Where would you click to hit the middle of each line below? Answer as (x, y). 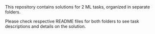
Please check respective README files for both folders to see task (72, 21)
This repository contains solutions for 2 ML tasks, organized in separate (78, 7)
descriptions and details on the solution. (46, 26)
